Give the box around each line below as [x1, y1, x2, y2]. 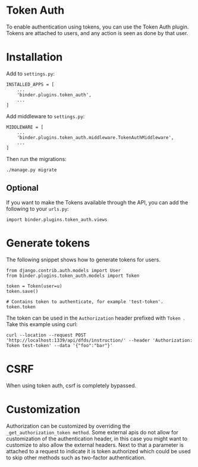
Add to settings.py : [6, 70, 55, 77]
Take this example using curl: [6, 320, 78, 327]
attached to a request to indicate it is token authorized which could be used [6, 447, 191, 455]
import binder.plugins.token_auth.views [6, 216, 108, 223]
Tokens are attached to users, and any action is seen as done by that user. [6, 29, 188, 36]
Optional [6, 183, 39, 193]
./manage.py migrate [6, 167, 58, 173]
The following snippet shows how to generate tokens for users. [6, 256, 161, 263]
